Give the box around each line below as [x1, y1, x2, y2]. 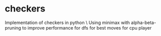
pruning [5, 24, 21, 30]
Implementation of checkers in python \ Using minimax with [5, 19, 130, 25]
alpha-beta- [131, 19, 156, 25]
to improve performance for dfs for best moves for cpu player [22, 24, 152, 30]
